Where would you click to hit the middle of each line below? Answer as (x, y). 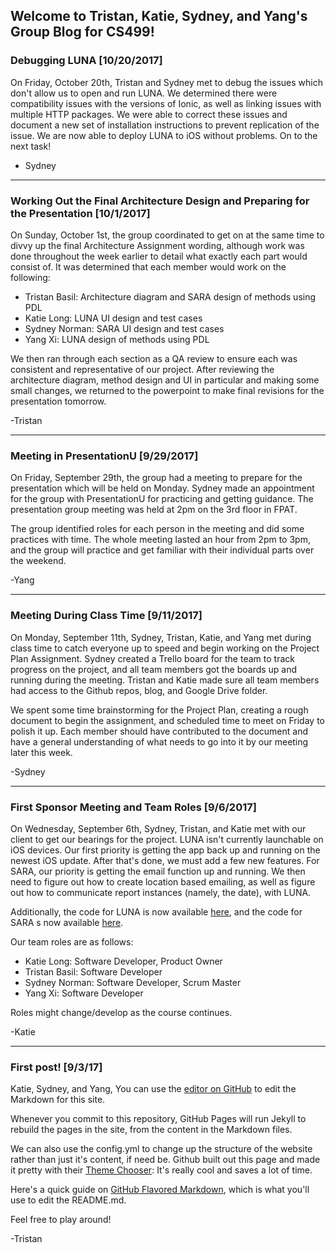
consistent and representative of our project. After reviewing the (142, 369)
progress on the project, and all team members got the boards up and (154, 669)
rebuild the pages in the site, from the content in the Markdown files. (151, 1130)
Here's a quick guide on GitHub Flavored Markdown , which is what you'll (160, 1190)
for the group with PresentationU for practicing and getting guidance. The (162, 499)
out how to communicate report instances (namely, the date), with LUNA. (161, 892)
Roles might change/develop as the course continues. (121, 1012)
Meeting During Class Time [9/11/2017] (106, 616)
